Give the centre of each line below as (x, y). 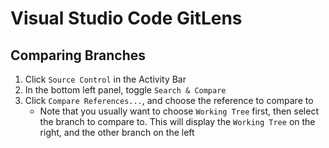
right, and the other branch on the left (117, 132)
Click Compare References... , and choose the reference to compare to (169, 100)
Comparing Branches (78, 55)
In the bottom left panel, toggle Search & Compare (125, 90)
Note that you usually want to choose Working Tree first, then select (179, 111)
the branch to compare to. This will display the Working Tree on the (177, 121)
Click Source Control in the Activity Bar (105, 79)
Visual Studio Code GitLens (126, 18)
